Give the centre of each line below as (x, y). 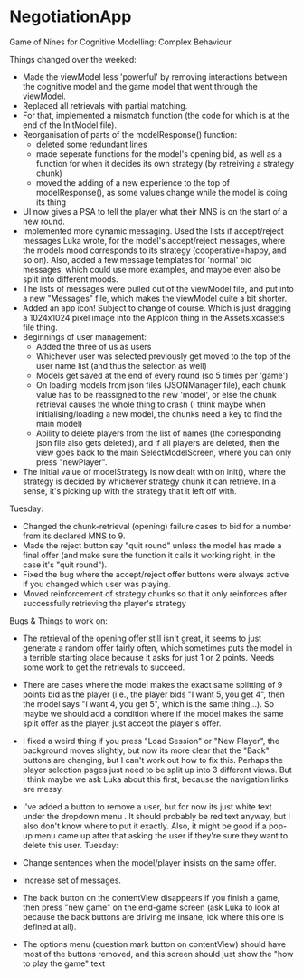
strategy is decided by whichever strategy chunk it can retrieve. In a (149, 481)
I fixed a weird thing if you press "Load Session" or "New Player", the (151, 741)
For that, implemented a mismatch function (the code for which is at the (156, 115)
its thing (51, 202)
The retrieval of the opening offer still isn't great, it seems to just (142, 638)
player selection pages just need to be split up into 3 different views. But (157, 770)
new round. (43, 221)
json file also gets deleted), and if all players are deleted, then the (158, 442)
